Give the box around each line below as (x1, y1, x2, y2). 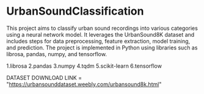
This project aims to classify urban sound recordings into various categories (6, 24, 199, 32)
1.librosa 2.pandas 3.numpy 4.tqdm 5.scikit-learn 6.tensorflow (6, 62, 162, 70)
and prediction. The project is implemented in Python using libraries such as (6, 44, 198, 51)
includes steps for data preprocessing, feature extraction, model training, (6, 37, 191, 45)
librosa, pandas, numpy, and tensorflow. (6, 50, 107, 57)
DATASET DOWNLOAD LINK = (6, 74, 82, 81)
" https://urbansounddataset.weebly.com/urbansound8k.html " (6, 81, 162, 88)
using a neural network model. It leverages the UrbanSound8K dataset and (6, 31, 195, 38)
